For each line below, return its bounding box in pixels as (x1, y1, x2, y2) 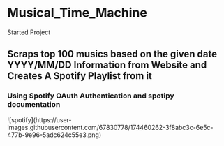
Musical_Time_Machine (7, 5, 148, 21)
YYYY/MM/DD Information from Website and (7, 59, 207, 71)
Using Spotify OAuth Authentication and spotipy (7, 91, 174, 101)
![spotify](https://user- (7, 115, 72, 124)
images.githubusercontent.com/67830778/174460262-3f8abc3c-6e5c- (7, 123, 214, 131)
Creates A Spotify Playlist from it (7, 70, 152, 82)
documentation (7, 100, 61, 110)
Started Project (7, 28, 51, 36)
